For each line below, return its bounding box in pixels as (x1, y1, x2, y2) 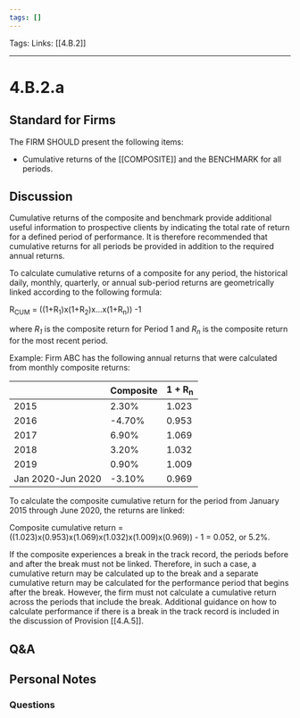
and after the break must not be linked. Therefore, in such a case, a (9, 559, 257, 570)
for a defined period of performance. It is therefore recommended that (9, 231, 268, 242)
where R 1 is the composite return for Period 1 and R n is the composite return (9, 323, 288, 337)
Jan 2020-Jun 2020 (13, 472, 102, 485)
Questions (9, 698, 55, 711)
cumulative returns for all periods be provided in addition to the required (9, 241, 275, 252)
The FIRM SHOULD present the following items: (9, 136, 184, 147)
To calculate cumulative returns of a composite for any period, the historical (9, 268, 288, 279)
